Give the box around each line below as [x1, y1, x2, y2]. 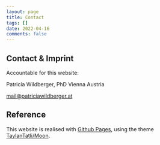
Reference [6, 110, 46, 120]
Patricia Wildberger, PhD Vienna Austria [6, 80, 105, 87]
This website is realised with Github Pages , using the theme [6, 125, 155, 132]
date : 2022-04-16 [6, 25, 50, 32]
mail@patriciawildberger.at [6, 92, 73, 99]
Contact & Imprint [6, 53, 74, 64]
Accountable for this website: [6, 69, 79, 76]
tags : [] [6, 20, 28, 26]
